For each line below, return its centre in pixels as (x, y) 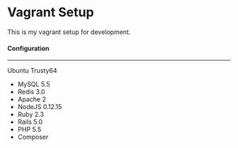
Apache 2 (32, 99)
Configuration (28, 48)
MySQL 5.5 (34, 84)
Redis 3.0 (31, 92)
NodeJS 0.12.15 (40, 107)
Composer (33, 137)
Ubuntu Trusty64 (32, 71)
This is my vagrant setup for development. (69, 32)
